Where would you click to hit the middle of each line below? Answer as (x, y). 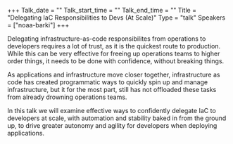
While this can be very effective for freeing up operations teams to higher (114, 53)
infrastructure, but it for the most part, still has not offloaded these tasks (112, 90)
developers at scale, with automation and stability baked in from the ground (117, 118)
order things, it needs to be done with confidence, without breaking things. (116, 61)
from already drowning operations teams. (67, 97)
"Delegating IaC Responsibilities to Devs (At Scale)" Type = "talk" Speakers (116, 18)
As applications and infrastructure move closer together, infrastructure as (114, 74)
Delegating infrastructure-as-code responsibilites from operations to (107, 39)
